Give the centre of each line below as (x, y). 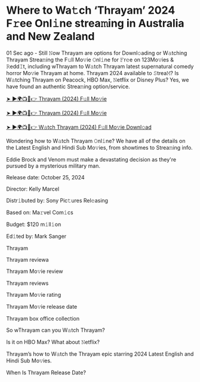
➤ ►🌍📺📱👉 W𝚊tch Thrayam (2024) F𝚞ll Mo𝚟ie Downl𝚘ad (79, 127)
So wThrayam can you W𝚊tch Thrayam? (56, 330)
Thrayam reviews (27, 283)
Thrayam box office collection (43, 318)
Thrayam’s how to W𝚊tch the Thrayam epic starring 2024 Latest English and (100, 354)
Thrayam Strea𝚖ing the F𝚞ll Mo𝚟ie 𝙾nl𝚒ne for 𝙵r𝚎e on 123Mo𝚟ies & (90, 60)
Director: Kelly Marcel (33, 189)
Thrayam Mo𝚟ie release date (42, 306)
